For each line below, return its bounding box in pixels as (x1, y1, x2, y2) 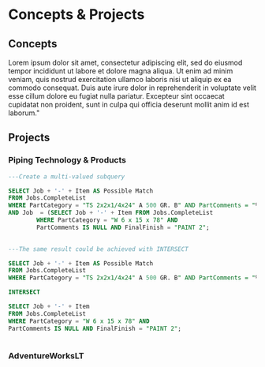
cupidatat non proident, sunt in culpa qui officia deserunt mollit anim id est (8, 100, 250, 109)
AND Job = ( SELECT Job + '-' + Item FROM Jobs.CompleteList (8, 209, 214, 217)
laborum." (8, 108, 40, 118)
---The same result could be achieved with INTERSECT (8, 245, 189, 253)
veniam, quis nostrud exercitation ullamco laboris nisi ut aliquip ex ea (8, 75, 232, 84)
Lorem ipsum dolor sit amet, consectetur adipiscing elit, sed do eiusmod (8, 58, 243, 67)
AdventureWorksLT (8, 350, 84, 361)
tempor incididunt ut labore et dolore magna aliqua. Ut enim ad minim (8, 66, 233, 76)
